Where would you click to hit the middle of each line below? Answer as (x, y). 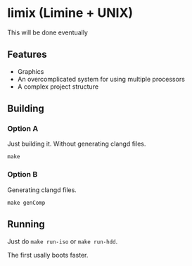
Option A (23, 129)
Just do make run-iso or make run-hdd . (63, 241)
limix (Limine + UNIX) (70, 13)
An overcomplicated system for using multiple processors (101, 79)
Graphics (31, 71)
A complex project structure (58, 87)
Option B (23, 175)
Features (27, 55)
